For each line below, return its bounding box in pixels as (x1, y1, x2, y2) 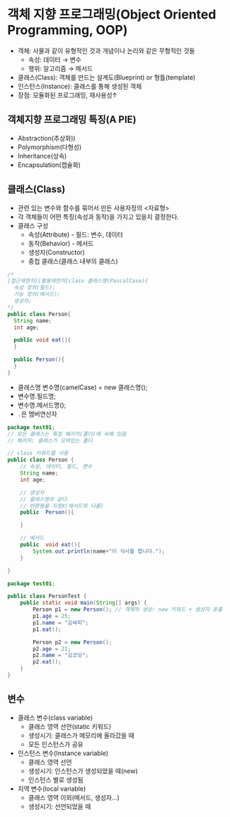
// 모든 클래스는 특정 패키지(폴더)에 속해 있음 (7, 431, 127, 438)
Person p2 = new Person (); (33, 639, 113, 646)
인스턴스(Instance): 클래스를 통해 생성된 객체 (17, 82, 142, 90)
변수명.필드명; (17, 391, 57, 400)
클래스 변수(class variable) (17, 713, 93, 722)
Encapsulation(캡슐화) (17, 161, 81, 169)
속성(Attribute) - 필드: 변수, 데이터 (28, 230, 123, 239)
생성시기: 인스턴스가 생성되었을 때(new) (28, 767, 138, 775)
